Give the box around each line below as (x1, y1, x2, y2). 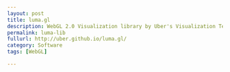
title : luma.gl (7, 16, 51, 23)
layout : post (7, 10, 44, 17)
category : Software (7, 42, 63, 49)
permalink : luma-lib (7, 29, 66, 36)
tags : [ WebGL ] (7, 49, 48, 56)
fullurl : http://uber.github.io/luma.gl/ (7, 36, 127, 43)
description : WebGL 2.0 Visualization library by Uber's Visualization (7, 23, 216, 29)
